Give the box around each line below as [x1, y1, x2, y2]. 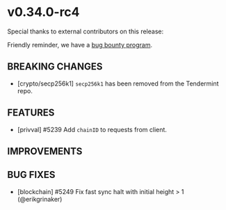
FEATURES [7, 107, 55, 119]
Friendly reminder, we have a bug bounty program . [7, 40, 153, 49]
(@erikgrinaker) [17, 195, 63, 203]
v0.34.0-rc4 [7, 4, 80, 20]
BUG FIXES [7, 169, 56, 181]
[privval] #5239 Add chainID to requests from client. [17, 125, 167, 134]
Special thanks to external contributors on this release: [7, 27, 164, 35]
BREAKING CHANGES [7, 60, 103, 73]
